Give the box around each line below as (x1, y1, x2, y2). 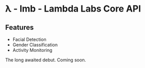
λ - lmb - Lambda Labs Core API (5, 3, 141, 15)
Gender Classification (12, 42, 58, 48)
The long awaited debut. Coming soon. (5, 57, 86, 63)
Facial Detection (12, 36, 46, 42)
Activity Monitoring (12, 47, 53, 53)
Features (5, 23, 34, 32)
